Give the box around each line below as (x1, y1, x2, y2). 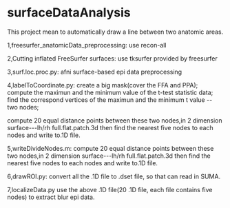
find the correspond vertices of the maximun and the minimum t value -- (7, 95, 213, 104)
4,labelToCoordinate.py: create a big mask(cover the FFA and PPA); (7, 81, 198, 89)
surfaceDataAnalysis (7, 5, 131, 21)
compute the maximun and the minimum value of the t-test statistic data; (7, 88, 213, 96)
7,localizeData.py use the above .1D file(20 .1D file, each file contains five (7, 185, 213, 194)
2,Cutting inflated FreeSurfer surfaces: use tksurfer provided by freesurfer (7, 54, 218, 63)
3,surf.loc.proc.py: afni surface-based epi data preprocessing (7, 67, 182, 76)
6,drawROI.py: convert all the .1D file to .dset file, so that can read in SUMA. (7, 172, 221, 180)
